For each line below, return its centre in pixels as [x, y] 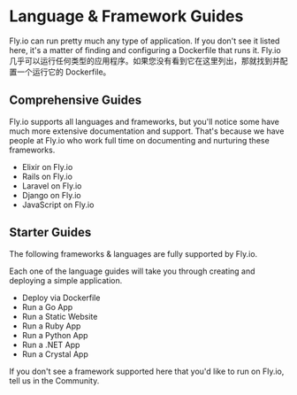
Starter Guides [50, 232]
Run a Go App [47, 306]
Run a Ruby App [51, 326]
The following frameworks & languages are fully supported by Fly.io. [133, 253]
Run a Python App [55, 335]
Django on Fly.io [51, 195]
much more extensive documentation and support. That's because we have [147, 131]
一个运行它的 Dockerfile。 [64, 72]
